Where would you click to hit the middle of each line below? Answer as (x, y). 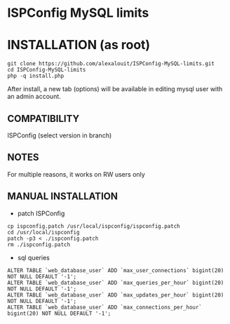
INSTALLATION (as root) (79, 45)
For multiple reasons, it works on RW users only (76, 174)
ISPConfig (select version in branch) (60, 135)
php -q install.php (36, 76)
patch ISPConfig (41, 213)
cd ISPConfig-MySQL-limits (47, 70)
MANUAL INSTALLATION (62, 197)
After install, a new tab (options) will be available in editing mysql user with (115, 89)
